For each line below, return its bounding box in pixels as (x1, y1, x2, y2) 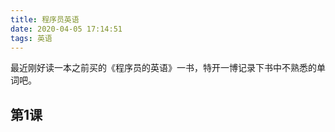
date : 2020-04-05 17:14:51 (10, 24, 123, 34)
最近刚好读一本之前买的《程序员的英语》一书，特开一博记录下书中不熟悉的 (10, 62, 317, 74)
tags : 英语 (10, 33, 53, 43)
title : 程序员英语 (10, 14, 80, 25)
